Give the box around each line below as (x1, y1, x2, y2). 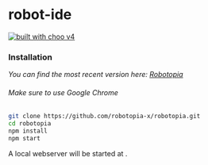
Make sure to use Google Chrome (8, 87, 119, 97)
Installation (8, 52, 53, 63)
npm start (8, 135, 41, 143)
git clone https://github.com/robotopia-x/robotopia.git (8, 113, 201, 121)
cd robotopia (8, 120, 52, 128)
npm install (8, 127, 48, 136)
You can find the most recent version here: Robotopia (8, 70, 184, 79)
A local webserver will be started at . (8, 148, 128, 158)
